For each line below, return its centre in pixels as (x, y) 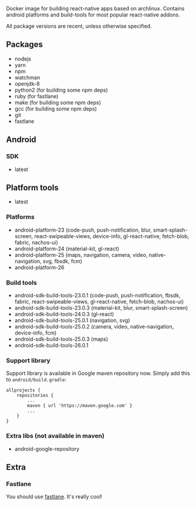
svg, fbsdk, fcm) (63, 261)
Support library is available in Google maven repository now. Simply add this (98, 373)
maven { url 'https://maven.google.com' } (80, 406)
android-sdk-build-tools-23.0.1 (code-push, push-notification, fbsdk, (97, 295)
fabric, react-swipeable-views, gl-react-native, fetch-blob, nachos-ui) (99, 301)
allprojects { (23, 390)
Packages (24, 44)
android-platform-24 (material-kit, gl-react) (67, 249)
